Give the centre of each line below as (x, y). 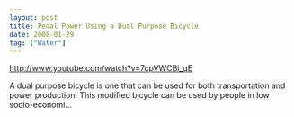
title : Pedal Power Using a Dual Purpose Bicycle (104, 26)
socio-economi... (40, 105)
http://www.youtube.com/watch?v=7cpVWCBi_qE (101, 68)
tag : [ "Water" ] (38, 43)
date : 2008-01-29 (42, 34)
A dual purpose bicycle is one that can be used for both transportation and (147, 85)
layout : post (34, 18)
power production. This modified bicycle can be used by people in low (139, 95)
